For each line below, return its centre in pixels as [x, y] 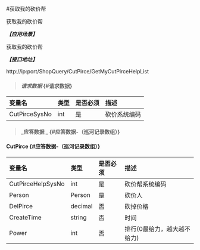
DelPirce [21, 206]
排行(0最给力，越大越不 [157, 229]
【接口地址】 [22, 59]
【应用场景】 [22, 34]
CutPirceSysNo [31, 114]
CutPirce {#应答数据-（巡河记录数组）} [53, 146]
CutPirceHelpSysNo [37, 184]
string [79, 217]
